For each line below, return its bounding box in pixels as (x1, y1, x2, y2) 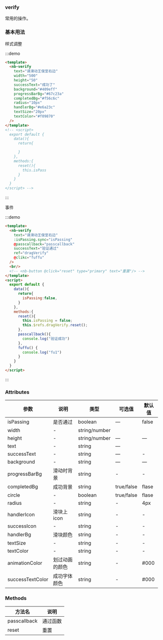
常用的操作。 (5, 16, 31, 21)
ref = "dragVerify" (14, 251, 49, 256)
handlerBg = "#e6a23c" (14, 105, 55, 110)
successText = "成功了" (14, 82, 55, 87)
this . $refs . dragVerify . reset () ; (22, 323, 88, 328)
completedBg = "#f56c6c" (14, 96, 60, 101)
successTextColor (7, 576, 49, 583)
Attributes (5, 388, 30, 395)
